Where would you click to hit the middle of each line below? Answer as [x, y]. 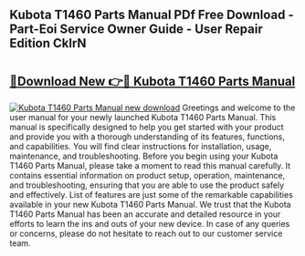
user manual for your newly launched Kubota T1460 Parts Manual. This [143, 117]
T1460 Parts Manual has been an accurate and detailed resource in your [145, 214]
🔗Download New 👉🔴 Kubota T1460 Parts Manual [152, 81]
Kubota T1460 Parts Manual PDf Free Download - [152, 15]
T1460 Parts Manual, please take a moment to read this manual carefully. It [150, 166]
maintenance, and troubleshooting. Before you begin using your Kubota [144, 156]
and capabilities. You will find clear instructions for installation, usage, [141, 146]
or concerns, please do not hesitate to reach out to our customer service [146, 233]
